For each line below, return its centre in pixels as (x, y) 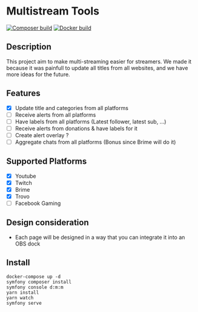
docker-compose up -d (34, 276)
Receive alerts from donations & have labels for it (76, 128)
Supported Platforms (47, 161)
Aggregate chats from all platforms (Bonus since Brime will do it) (95, 142)
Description (29, 47)
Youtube (25, 176)
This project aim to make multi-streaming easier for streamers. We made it (99, 61)
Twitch (23, 183)
